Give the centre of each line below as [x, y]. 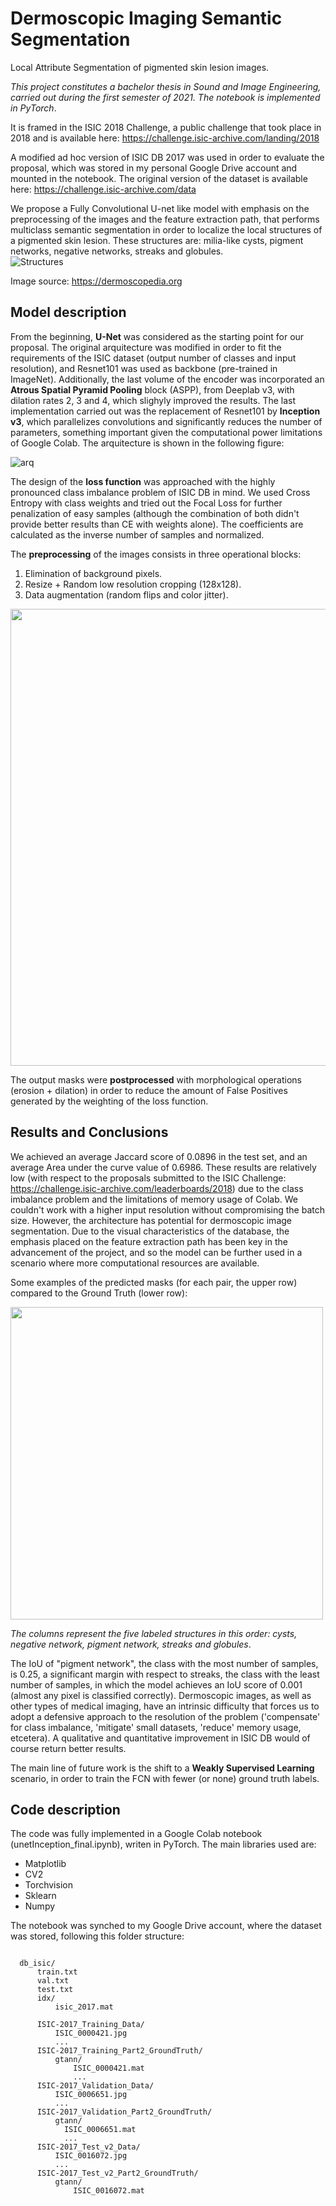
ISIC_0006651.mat [100, 2130]
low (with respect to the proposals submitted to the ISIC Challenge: [148, 1178]
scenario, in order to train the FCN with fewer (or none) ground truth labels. [165, 1778]
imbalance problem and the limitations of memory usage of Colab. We [154, 1199]
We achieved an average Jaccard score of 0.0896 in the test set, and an [159, 1156]
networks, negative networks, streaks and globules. [117, 251]
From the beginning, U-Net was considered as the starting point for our [157, 336]
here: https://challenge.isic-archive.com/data [103, 189]
